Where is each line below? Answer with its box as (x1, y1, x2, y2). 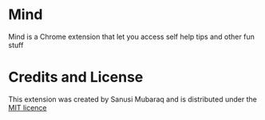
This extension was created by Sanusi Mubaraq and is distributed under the (8, 94, 257, 104)
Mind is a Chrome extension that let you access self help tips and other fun (8, 32, 255, 41)
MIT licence (8, 103, 47, 112)
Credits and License (8, 68, 144, 87)
